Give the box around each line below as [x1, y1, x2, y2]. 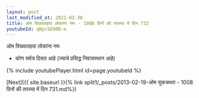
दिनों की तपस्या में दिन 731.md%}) [6, 86, 77, 93]
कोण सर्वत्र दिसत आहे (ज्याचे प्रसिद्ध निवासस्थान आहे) [15, 55, 116, 62]
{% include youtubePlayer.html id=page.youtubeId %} [6, 67, 142, 74]
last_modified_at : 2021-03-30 [6, 15, 83, 21]
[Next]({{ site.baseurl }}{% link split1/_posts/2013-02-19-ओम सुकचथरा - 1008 [6, 79, 194, 86]
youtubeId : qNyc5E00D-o [6, 26, 67, 32]
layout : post [6, 9, 40, 15]
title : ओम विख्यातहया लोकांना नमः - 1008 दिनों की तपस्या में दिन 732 [6, 20, 149, 26]
